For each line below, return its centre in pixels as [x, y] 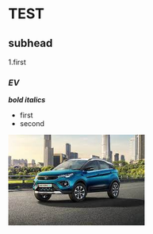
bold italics [27, 100]
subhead [31, 43]
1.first [17, 62]
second [32, 124]
